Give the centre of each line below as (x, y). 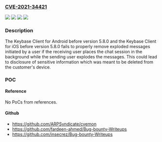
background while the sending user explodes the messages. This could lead (81, 56)
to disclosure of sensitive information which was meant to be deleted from (79, 62)
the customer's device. (28, 67)
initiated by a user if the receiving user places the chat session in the (74, 52)
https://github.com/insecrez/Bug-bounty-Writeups (62, 134)
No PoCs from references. (31, 102)
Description (19, 31)
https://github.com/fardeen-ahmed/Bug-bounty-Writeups (69, 129)
